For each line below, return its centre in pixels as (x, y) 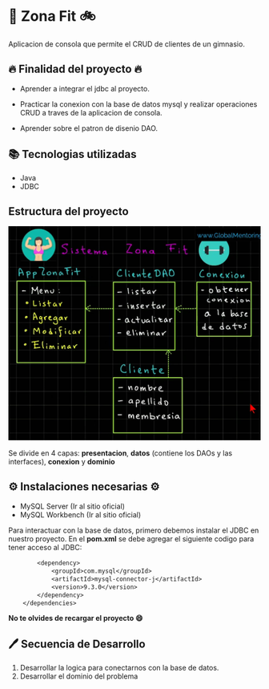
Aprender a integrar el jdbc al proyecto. (84, 88)
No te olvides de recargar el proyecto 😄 (76, 618)
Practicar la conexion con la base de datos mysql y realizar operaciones (139, 104)
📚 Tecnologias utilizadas (72, 154)
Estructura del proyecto (69, 211)
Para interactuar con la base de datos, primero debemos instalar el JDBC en (134, 530)
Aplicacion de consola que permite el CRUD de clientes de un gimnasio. (127, 44)
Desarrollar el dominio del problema (79, 676)
